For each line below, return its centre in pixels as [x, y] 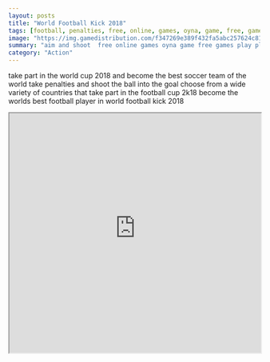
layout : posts [32, 16]
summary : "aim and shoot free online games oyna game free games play [130, 46]
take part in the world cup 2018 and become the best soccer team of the [127, 76]
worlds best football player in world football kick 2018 [96, 101]
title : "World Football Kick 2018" [67, 23]
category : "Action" [41, 53]
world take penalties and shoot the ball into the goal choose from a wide [127, 84]
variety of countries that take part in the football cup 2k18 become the [123, 92]
